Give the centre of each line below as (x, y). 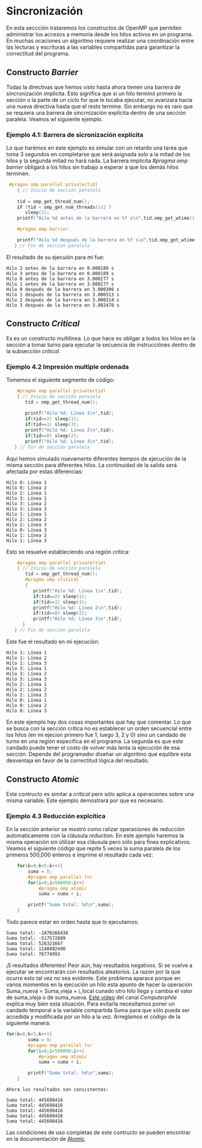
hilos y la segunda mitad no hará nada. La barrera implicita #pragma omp (97, 161)
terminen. (18, 174)
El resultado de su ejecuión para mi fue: (55, 257)
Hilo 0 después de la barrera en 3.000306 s (63, 289)
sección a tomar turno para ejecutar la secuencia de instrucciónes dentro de (101, 345)
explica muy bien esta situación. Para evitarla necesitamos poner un (91, 1004)
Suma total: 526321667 (35, 944)
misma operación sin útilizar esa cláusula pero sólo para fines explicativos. (99, 842)
